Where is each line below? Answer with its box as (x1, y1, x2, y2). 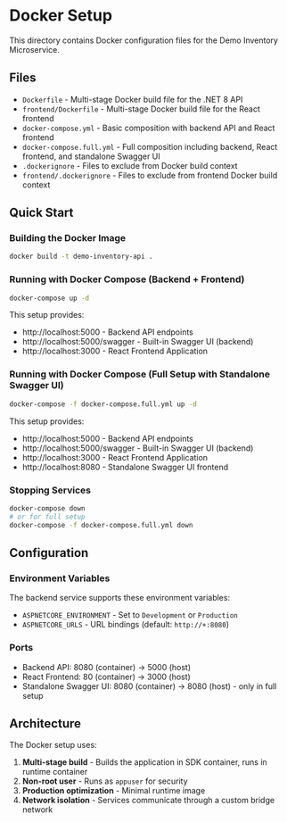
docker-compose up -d (9, 294, 90, 303)
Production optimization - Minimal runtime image (21, 785, 206, 796)
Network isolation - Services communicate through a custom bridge (21, 795, 275, 806)
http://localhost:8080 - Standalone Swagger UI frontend (21, 461, 229, 472)
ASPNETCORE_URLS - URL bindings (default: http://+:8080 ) (21, 619, 230, 630)
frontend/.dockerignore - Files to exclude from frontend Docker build (21, 170, 278, 180)
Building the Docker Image (9, 232, 127, 245)
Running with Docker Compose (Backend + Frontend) (9, 273, 245, 286)
